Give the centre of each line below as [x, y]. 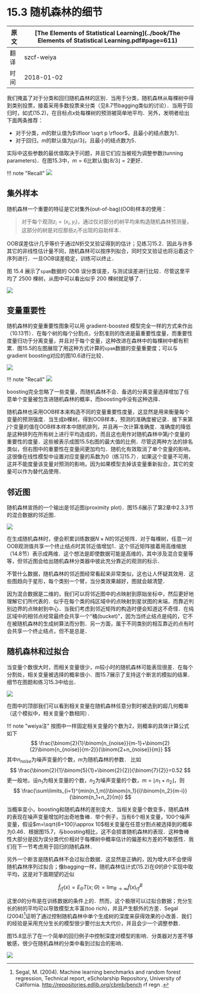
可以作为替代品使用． [38, 472]
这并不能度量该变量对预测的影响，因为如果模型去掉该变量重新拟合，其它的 [98, 464]
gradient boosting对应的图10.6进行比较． [57, 356]
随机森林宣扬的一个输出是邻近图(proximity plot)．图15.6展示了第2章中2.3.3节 [100, 507]
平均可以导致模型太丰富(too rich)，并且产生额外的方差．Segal [103, 908]
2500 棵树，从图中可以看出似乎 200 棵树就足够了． [81, 279]
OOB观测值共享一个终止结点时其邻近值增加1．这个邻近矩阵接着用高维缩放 [97, 546]
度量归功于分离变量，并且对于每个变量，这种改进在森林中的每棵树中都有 [95, 341]
